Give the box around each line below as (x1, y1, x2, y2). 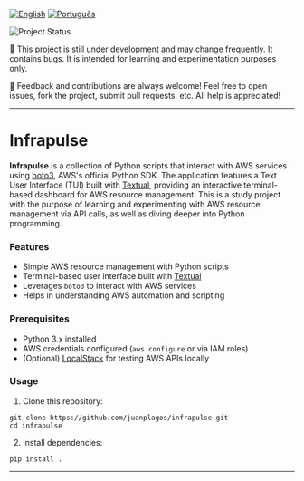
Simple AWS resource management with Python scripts (22, 261, 229, 272)
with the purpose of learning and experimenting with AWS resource (9, 198, 261, 209)
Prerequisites (9, 313, 70, 325)
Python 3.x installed (22, 333, 97, 344)
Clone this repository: (22, 395, 103, 407)
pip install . (9, 454, 63, 464)
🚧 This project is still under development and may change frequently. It (9, 43, 273, 54)
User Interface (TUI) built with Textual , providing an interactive (9, 179, 242, 190)
